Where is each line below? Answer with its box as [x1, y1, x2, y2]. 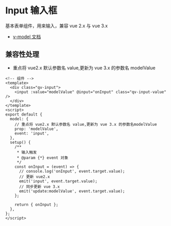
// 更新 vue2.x [18, 174, 50, 179]
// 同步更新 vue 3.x [18, 184, 60, 189]
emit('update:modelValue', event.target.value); [18, 189, 125, 194]
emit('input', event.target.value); [18, 178, 98, 184]
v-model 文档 [12, 33, 41, 40]
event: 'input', [14, 130, 50, 136]
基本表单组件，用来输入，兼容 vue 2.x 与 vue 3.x [5, 23, 108, 29]
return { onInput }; [14, 202, 59, 207]
